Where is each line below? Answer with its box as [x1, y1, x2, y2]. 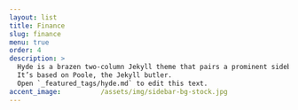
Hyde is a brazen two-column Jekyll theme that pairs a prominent [17, 63, 268, 72]
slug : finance [9, 29, 62, 38]
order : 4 [9, 46, 42, 55]
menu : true [9, 37, 50, 47]
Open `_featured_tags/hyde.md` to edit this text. [17, 79, 208, 88]
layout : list [9, 12, 58, 22]
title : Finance [9, 21, 66, 30]
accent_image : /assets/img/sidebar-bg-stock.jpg [9, 87, 228, 96]
